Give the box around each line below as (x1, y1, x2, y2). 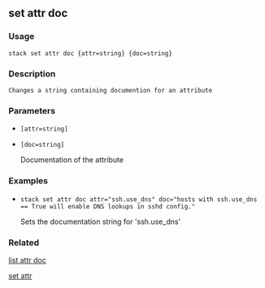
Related (8, 237, 40, 248)
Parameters (8, 105, 55, 116)
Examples (8, 175, 49, 187)
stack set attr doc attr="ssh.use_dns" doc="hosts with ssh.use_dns (20, 195, 258, 204)
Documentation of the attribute (20, 155, 124, 165)
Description (8, 68, 56, 80)
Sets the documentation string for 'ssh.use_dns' (20, 217, 181, 226)
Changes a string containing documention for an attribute (8, 86, 213, 94)
